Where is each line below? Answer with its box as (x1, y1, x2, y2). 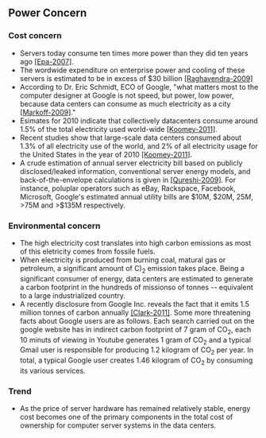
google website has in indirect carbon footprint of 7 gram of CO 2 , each (19, 324, 252, 336)
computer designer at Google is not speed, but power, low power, (19, 91, 234, 100)
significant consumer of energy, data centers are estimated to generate (19, 273, 254, 283)
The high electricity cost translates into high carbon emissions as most (19, 238, 252, 247)
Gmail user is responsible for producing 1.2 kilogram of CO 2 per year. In (19, 345, 254, 357)
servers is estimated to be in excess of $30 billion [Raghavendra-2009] (19, 73, 253, 83)
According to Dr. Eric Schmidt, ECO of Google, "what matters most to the (19, 82, 259, 91)
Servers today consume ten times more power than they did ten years (19, 48, 249, 58)
